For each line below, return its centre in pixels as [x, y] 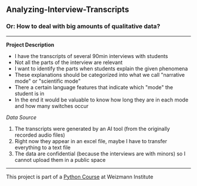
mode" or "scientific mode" [47, 81]
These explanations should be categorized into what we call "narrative [100, 75]
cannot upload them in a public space [60, 160]
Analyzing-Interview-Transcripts [68, 10]
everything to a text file [43, 147]
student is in [29, 93]
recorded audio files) [40, 135]
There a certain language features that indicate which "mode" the [94, 87]
